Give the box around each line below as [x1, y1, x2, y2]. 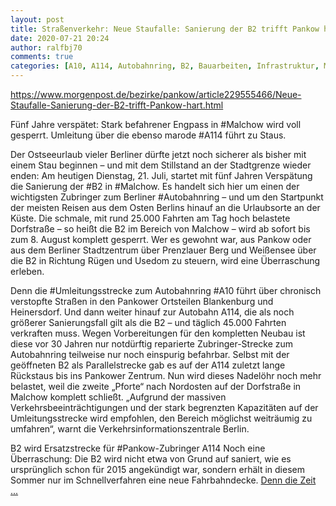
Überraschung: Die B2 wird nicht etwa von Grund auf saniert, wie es [10, 453, 292, 465]
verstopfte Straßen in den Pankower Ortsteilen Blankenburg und [10, 296, 274, 307]
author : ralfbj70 [10, 42, 83, 53]
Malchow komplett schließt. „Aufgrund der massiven [10, 391, 227, 403]
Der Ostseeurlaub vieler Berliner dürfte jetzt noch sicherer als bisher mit [10, 149, 307, 160]
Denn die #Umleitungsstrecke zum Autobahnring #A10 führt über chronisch [10, 285, 322, 296]
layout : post [10, 14, 65, 25]
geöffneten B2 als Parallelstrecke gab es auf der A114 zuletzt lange [10, 359, 286, 371]
